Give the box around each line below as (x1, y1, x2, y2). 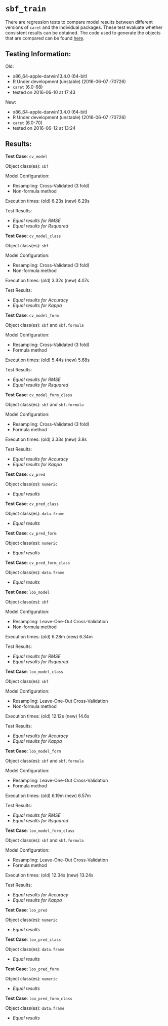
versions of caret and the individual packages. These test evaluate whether (5, 24, 163, 30)
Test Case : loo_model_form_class (5, 827, 75, 833)
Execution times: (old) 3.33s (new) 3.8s (5, 436, 87, 442)
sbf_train (5, 4, 47, 14)
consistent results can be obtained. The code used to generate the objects (5, 29, 161, 35)
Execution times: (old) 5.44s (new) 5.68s (5, 357, 90, 363)
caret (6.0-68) (12, 84, 43, 90)
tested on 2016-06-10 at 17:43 (12, 89, 76, 95)
